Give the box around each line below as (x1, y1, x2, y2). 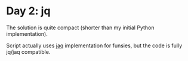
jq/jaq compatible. (6, 48, 51, 55)
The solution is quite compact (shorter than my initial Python (6, 24, 155, 31)
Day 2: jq (6, 4, 51, 18)
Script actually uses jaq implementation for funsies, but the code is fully (6, 42, 183, 49)
